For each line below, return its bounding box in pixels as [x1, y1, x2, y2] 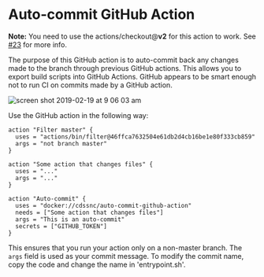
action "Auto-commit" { [8, 194, 87, 202]
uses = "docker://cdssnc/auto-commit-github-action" [15, 201, 192, 209]
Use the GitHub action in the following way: [8, 110, 149, 120]
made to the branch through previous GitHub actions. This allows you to [8, 63, 242, 72]
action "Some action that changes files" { [8, 160, 154, 168]
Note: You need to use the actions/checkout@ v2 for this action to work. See [8, 31, 256, 41]
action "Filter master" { [8, 126, 93, 134]
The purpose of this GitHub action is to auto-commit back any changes [8, 55, 239, 65]
